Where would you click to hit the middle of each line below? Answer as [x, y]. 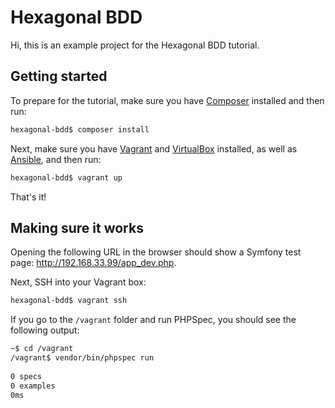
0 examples [33, 386]
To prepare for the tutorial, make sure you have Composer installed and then [167, 100]
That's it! [28, 197]
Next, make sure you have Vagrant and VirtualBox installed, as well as [154, 148]
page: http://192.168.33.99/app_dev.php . [93, 263]
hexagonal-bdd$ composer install [80, 129]
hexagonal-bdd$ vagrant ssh [69, 301]
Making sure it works [77, 227]
